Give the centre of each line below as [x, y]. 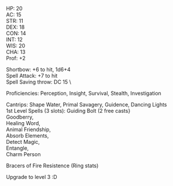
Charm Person [23, 154]
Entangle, [18, 148]
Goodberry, [20, 117]
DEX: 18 [15, 27]
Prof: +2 [16, 58]
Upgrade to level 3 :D [32, 177]
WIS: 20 [15, 46]
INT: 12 [14, 39]
